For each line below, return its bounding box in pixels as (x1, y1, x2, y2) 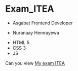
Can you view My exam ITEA (5, 60, 65, 66)
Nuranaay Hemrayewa (12, 29, 59, 35)
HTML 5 (12, 39, 30, 46)
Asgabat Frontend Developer (12, 20, 73, 26)
